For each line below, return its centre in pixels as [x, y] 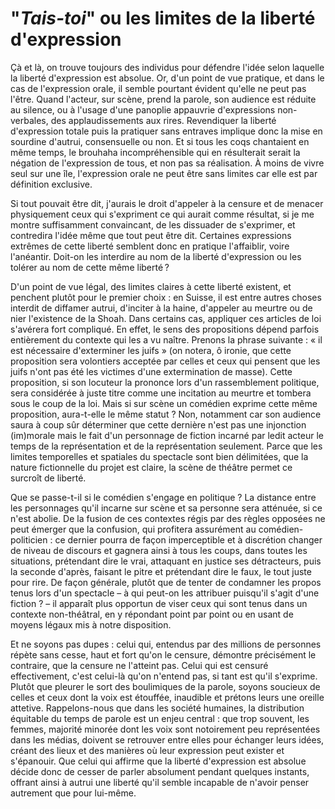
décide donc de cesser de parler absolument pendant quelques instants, [160, 771]
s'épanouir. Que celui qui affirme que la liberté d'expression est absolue [158, 761]
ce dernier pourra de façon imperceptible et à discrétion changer [188, 539]
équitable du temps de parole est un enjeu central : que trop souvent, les [160, 718]
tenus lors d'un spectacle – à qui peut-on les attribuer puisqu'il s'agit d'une [165, 593]
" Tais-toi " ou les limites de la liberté [163, 18]
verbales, [29, 120]
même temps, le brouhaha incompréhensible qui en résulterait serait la [155, 152]
